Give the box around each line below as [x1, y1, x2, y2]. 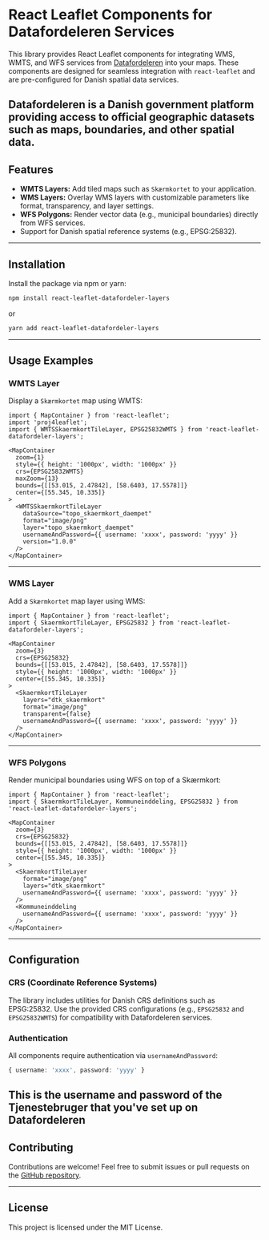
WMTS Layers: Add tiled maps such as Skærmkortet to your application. [19, 184, 256, 194]
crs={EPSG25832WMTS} [15, 467, 84, 476]
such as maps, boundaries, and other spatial [8, 123, 235, 137]
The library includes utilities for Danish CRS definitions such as [8, 996, 215, 1005]
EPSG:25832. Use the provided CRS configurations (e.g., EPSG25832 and [8, 1004, 244, 1013]
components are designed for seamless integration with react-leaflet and [8, 66, 255, 75]
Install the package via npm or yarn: [8, 278, 126, 288]
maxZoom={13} [15, 475, 59, 483]
